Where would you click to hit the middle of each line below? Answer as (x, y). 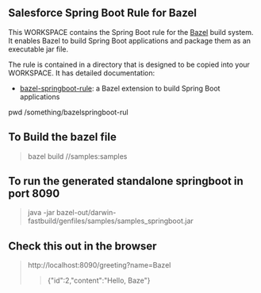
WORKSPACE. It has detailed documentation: (82, 73)
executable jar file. (38, 49)
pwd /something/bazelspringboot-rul (68, 112)
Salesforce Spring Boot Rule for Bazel (102, 13)
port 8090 (34, 194)
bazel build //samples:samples (77, 156)
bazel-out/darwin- (86, 213)
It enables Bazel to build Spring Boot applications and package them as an (130, 40)
